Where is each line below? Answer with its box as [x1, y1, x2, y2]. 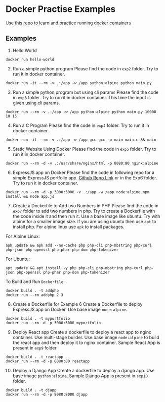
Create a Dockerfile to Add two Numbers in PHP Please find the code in [12, 202, 159, 209]
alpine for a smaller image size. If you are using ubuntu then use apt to [12, 218, 157, 224]
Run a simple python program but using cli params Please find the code [12, 89, 159, 95]
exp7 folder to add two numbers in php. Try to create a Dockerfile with [12, 208, 155, 214]
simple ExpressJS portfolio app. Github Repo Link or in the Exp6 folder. [12, 174, 158, 180]
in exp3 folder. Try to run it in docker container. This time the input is [12, 94, 151, 100]
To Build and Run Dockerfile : [5, 279, 65, 285]
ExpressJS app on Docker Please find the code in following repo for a [12, 170, 155, 175]
